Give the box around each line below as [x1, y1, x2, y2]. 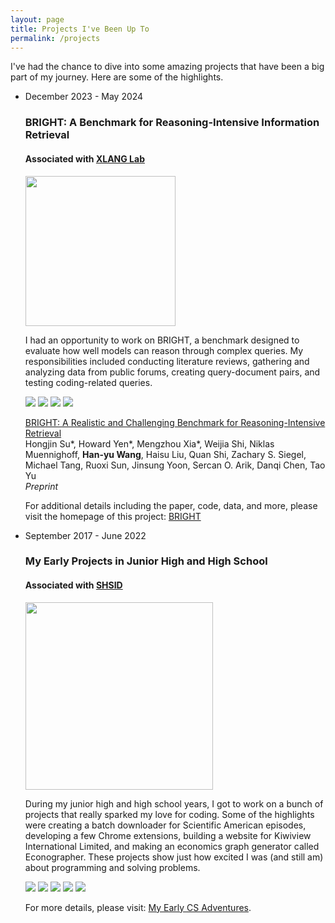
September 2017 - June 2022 [24, 529, 147, 541]
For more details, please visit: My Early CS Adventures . [24, 901, 252, 913]
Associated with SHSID [24, 579, 123, 591]
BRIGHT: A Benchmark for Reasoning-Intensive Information [24, 116, 320, 130]
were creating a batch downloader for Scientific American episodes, [24, 819, 307, 831]
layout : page [10, 14, 65, 25]
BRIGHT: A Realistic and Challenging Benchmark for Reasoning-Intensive [24, 416, 326, 428]
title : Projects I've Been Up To [10, 24, 150, 34]
